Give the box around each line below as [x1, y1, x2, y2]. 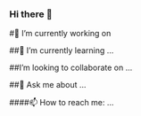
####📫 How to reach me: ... [9, 97, 114, 108]
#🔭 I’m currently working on [9, 28, 112, 39]
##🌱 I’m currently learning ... [9, 45, 114, 56]
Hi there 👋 [9, 8, 54, 20]
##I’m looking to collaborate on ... [9, 62, 133, 73]
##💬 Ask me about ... [9, 80, 87, 90]
